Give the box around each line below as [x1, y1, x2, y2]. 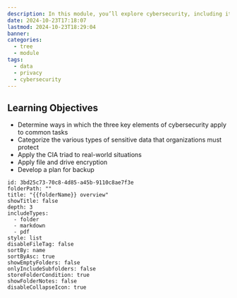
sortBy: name [7, 247, 46, 254]
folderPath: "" [7, 185, 52, 192]
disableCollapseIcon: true [7, 284, 87, 291]
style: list [7, 235, 42, 242]
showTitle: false [7, 198, 59, 205]
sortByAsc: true [7, 253, 55, 261]
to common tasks [17, 128, 68, 137]
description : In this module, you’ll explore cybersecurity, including [7, 10, 222, 18]
